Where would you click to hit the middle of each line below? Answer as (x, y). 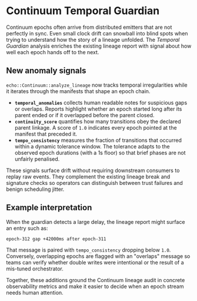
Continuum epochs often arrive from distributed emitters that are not (89, 27)
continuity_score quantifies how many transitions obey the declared (98, 121)
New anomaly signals (46, 71)
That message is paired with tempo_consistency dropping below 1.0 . (89, 250)
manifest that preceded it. (46, 134)
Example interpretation (49, 208)
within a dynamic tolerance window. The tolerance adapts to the (92, 146)
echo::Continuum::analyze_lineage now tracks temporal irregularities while (97, 85)
